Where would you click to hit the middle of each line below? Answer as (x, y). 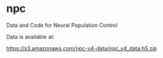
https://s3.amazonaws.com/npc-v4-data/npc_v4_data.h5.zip (81, 48)
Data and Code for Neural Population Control (62, 25)
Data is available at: (30, 36)
